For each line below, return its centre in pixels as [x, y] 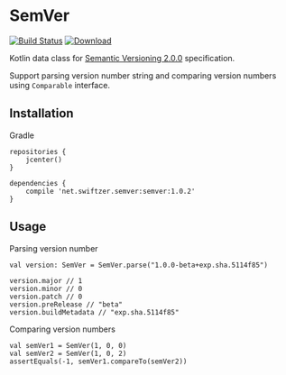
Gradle [22, 135]
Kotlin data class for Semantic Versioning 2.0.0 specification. [122, 58]
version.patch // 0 [46, 297]
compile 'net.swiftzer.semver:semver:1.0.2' [111, 191]
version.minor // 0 [46, 288]
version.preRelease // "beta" [66, 304]
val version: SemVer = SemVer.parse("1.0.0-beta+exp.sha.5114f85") [139, 265]
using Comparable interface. [60, 85]
